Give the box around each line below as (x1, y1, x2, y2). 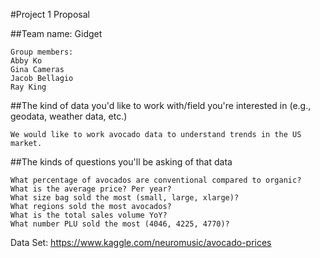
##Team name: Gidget (10, 28, 103, 39)
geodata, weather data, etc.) (10, 110, 128, 122)
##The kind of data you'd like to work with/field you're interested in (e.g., (10, 100, 312, 111)
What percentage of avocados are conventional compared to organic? (10, 175, 302, 185)
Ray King (10, 82, 47, 92)
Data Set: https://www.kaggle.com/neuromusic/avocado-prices (10, 237, 272, 248)
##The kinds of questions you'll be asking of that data (10, 156, 233, 168)
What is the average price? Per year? (10, 184, 172, 194)
